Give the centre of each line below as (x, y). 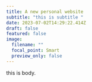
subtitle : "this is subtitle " (45, 17)
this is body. (21, 72)
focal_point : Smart (36, 51)
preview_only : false (37, 56)
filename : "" (28, 45)
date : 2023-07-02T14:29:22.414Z (46, 23)
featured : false (26, 34)
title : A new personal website (45, 12)
